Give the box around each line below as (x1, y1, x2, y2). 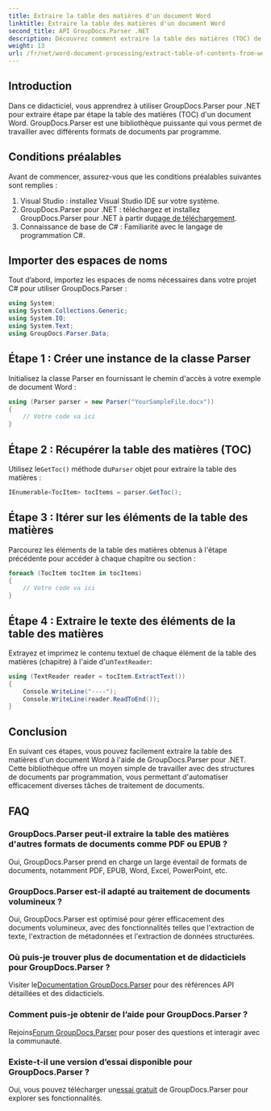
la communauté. (8, 1036, 62, 1045)
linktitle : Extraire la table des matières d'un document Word (8, 19, 226, 28)
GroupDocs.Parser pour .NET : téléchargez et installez (19, 204, 200, 214)
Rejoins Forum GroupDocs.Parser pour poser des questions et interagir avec (8, 1027, 261, 1037)
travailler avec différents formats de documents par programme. (8, 126, 222, 136)
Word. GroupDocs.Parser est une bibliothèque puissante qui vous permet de (8, 118, 262, 128)
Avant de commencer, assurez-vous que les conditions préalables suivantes (8, 172, 262, 181)
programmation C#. (19, 230, 85, 240)
